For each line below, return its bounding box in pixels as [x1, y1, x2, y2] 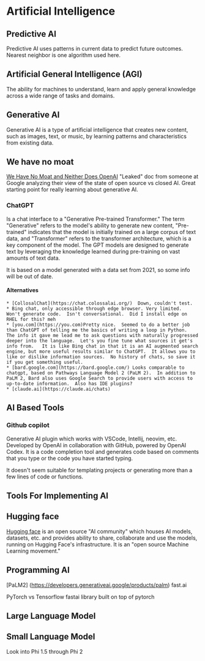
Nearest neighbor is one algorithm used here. [6, 51, 121, 59]
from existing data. [6, 139, 54, 146]
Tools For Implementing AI [6, 491, 109, 501]
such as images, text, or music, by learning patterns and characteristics [6, 132, 187, 140]
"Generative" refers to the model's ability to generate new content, [6, 222, 174, 229]
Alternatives [6, 287, 39, 294]
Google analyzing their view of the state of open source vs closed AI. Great [6, 179, 196, 187]
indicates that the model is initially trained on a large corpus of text [28, 228, 196, 235]
